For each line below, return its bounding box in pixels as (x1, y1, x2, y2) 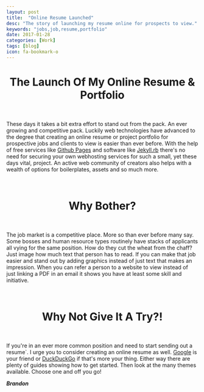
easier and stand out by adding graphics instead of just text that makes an (6, 257, 192, 264)
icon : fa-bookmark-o (6, 49, 59, 55)
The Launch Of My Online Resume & (9, 75, 195, 89)
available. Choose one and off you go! (6, 368, 102, 375)
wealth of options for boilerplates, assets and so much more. (6, 166, 159, 173)
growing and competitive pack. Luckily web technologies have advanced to (6, 127, 196, 134)
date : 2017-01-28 (6, 32, 51, 38)
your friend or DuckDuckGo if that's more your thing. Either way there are (6, 355, 191, 362)
